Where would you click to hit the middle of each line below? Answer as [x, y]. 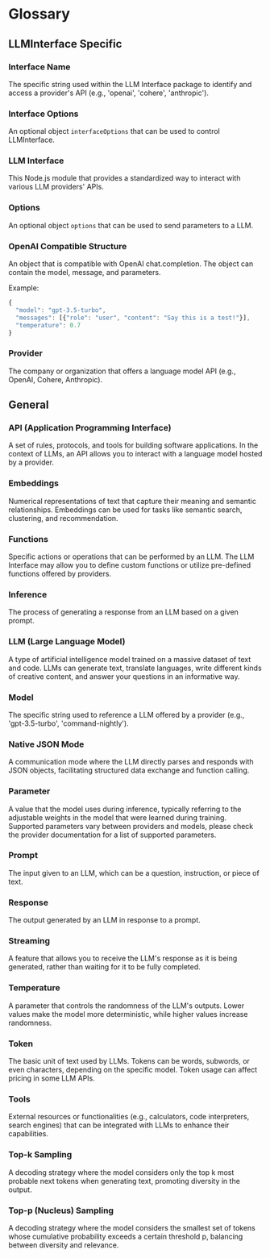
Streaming [29, 941]
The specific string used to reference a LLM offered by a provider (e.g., [127, 714]
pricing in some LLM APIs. [52, 1078]
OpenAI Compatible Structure [68, 246]
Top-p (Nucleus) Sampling [61, 1210]
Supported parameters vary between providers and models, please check [131, 826]
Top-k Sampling [40, 1155]
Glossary [39, 14]
